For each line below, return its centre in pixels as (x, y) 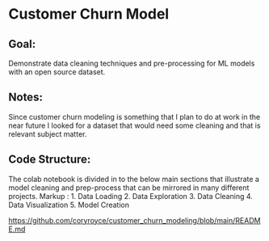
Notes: (25, 97)
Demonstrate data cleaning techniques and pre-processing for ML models (132, 63)
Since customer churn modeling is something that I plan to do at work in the (134, 116)
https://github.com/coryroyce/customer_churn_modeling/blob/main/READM (134, 220)
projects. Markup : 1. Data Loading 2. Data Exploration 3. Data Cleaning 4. (130, 196)
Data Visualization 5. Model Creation (69, 205)
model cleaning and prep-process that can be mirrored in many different (129, 188)
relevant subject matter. (48, 133)
